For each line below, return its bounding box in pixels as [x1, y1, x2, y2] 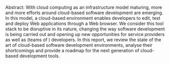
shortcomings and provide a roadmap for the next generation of [5, 48, 139, 53]
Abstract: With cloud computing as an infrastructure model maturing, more [5, 5, 162, 10]
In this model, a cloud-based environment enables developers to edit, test [5, 15, 161, 21]
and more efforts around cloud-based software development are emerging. [5, 10, 163, 16]
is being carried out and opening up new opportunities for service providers [5, 31, 165, 37]
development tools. [19, 53, 60, 59]
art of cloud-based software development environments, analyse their [5, 42, 153, 48]
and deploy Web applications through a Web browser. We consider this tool [5, 20, 164, 26]
